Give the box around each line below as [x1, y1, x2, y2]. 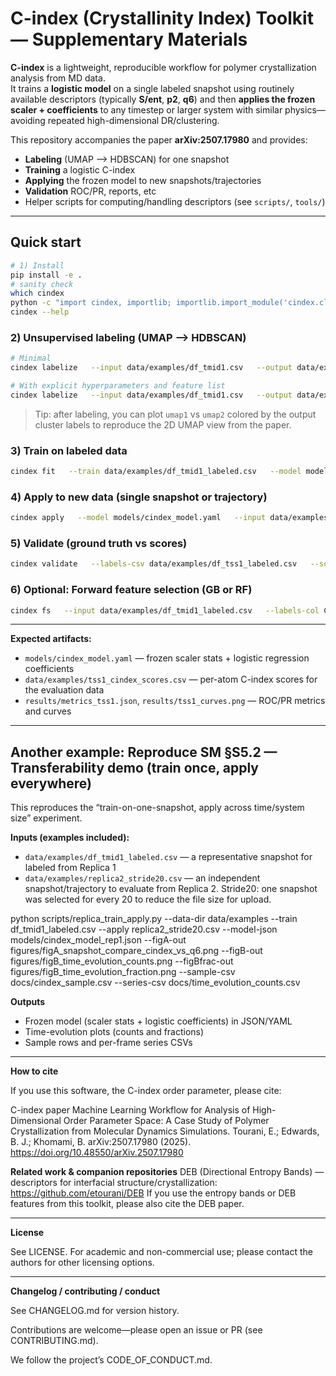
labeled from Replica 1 [24, 862, 117, 874]
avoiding [10, 114, 46, 126]
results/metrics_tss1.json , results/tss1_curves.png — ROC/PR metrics [24, 695, 326, 707]
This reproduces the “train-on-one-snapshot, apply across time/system [10, 802, 305, 814]
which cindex [10, 288, 65, 299]
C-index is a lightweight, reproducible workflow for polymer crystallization [10, 61, 317, 73]
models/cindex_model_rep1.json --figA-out [10, 934, 187, 946]
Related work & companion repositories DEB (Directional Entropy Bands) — [10, 1166, 325, 1178]
